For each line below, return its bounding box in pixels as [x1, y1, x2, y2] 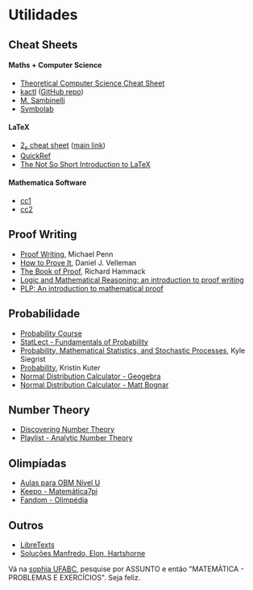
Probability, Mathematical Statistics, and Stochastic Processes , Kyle [19, 345, 246, 355]
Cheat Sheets [8, 38, 78, 52]
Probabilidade [8, 307, 81, 320]
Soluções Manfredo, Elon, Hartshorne [19, 549, 146, 559]
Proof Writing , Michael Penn [19, 249, 114, 259]
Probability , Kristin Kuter [19, 362, 101, 372]
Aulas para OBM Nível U [19, 478, 101, 487]
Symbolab [19, 103, 54, 114]
